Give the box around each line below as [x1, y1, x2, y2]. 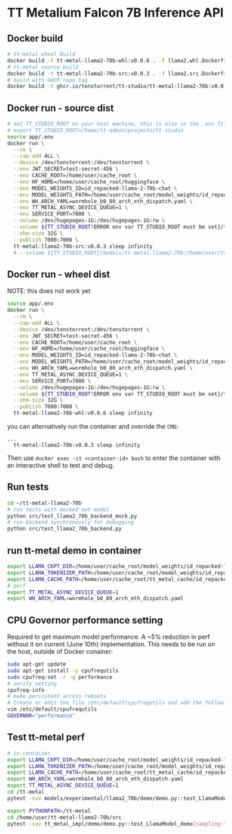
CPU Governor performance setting [7, 614, 164, 626]
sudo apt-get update [7, 661, 67, 668]
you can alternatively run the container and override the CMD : [7, 423, 178, 430]
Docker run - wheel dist [7, 268, 110, 280]
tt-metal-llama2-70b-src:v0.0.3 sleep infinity [13, 242, 153, 250]
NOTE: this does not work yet [7, 287, 91, 295]
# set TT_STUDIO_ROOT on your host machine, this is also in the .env [7, 121, 215, 127]
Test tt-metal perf [7, 731, 85, 743]
